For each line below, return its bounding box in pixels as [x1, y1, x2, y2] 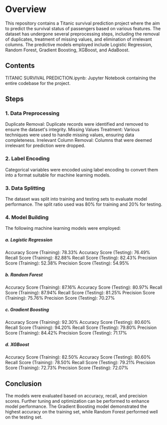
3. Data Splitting [5, 185, 45, 192]
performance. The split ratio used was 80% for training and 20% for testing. [5, 201, 162, 207]
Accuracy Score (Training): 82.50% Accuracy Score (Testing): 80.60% [5, 354, 151, 360]
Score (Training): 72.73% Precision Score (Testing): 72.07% [5, 365, 129, 371]
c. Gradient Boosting [5, 306, 49, 312]
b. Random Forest [5, 272, 43, 278]
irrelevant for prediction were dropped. [5, 142, 85, 149]
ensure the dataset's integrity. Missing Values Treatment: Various [5, 127, 140, 133]
